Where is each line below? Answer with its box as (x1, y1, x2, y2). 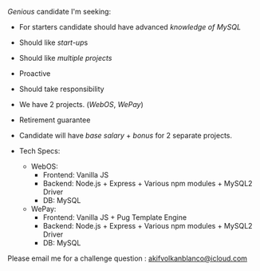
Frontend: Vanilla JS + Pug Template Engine (42, 213, 187, 222)
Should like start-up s (18, 38, 89, 47)
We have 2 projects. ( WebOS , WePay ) (18, 100, 144, 109)
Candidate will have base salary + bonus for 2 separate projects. (18, 131, 233, 140)
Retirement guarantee (18, 115, 91, 125)
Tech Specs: (18, 146, 61, 155)
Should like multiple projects (18, 54, 112, 62)
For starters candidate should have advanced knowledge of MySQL (18, 22, 241, 31)
